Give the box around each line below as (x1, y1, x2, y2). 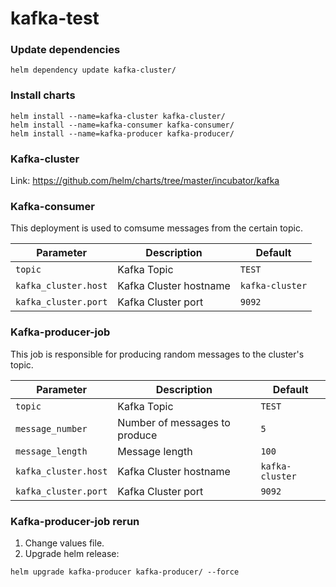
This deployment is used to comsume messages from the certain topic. (10, 222, 303, 234)
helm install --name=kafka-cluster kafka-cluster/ (10, 111, 226, 121)
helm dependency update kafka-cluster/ (10, 65, 177, 76)
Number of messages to (117, 415, 231, 429)
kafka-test (10, 7, 100, 30)
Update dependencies (10, 43, 121, 57)
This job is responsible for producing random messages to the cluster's (10, 348, 305, 360)
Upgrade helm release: (24, 547, 120, 559)
